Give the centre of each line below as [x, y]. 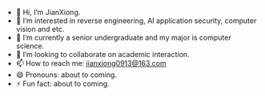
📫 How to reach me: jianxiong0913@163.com [91, 63]
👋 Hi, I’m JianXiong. [48, 12]
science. [30, 46]
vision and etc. [40, 29]
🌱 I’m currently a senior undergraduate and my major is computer [123, 37]
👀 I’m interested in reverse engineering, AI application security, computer [136, 21]
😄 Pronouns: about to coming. [66, 75]
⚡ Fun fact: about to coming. [62, 84]
